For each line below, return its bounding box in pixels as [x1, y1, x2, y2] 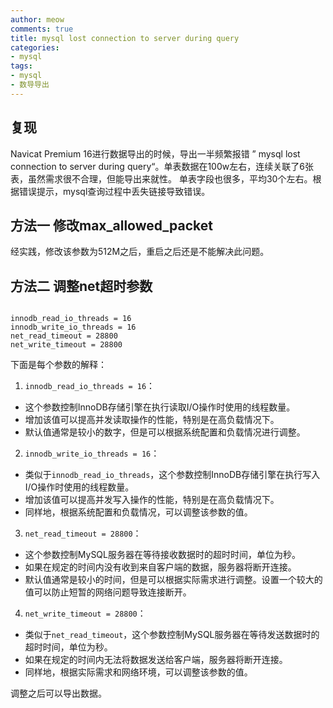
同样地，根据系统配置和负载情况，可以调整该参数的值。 [24, 506, 253, 518]
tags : [10, 61, 33, 71]
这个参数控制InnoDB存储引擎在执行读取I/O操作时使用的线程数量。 [24, 401, 296, 413]
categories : [10, 42, 60, 53]
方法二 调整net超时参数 [10, 277, 153, 295]
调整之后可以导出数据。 [10, 687, 107, 700]
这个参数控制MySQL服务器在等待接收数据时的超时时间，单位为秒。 [24, 549, 301, 561]
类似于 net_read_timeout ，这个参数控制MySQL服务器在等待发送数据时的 [24, 629, 320, 641]
